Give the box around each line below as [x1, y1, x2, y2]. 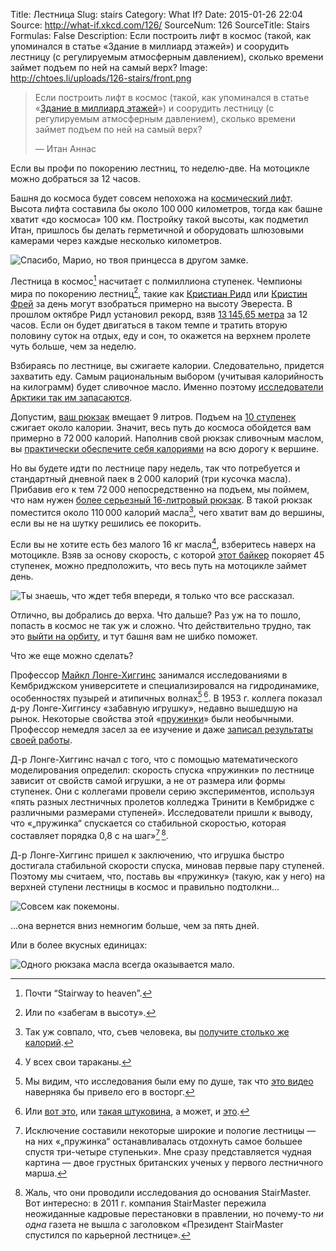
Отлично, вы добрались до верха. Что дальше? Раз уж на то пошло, [10, 609, 302, 621]
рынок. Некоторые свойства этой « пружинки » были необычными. [10, 713, 295, 725]
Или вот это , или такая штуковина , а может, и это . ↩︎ [24, 1105, 250, 1117]
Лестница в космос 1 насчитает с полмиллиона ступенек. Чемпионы [10, 274, 303, 287]
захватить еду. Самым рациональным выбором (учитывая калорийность [10, 370, 324, 383]
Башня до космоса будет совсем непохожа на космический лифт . [10, 192, 293, 204]
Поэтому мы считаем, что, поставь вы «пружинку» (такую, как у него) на [10, 870, 326, 882]
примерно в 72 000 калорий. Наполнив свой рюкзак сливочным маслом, [10, 432, 324, 444]
